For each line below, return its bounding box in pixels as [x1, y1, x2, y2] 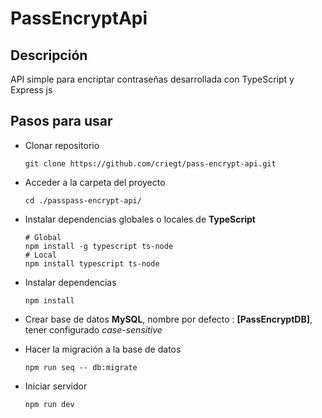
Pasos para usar [10, 113, 113, 130]
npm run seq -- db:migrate [24, 362, 138, 372]
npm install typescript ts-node [24, 258, 160, 269]
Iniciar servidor [24, 380, 88, 392]
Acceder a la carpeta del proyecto [24, 176, 166, 188]
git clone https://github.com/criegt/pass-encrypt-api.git [24, 158, 277, 169]
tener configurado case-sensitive [24, 323, 163, 336]
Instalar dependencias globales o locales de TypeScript [24, 213, 256, 225]
